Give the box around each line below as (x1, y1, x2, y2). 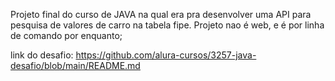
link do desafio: (10, 49, 74, 61)
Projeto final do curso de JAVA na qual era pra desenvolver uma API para (10, 9, 312, 20)
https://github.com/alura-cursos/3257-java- (75, 49, 257, 61)
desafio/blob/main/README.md (10, 60, 141, 71)
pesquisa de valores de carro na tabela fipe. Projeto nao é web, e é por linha (10, 19, 325, 31)
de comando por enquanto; (10, 30, 123, 41)
